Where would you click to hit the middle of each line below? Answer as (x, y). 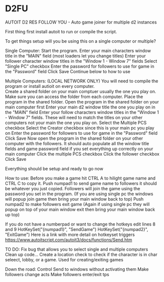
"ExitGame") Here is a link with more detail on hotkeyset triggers (70, 234)
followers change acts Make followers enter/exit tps (57, 274)
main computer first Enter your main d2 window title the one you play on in (80, 107)
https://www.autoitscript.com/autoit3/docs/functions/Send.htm (69, 240)
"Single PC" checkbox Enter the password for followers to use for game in (80, 66)
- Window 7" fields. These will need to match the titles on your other (74, 117)
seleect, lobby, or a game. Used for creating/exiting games (64, 259)
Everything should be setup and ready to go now (54, 168)
